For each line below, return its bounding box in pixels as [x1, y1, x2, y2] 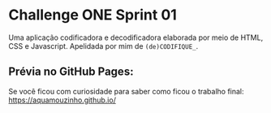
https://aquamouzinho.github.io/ [8, 95, 116, 105]
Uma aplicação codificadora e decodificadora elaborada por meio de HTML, [8, 33, 264, 42]
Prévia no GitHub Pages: [8, 65, 134, 79]
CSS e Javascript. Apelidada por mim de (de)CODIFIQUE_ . [8, 41, 199, 50]
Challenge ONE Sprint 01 [8, 6, 177, 24]
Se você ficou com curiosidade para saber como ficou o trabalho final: [8, 86, 245, 96]
